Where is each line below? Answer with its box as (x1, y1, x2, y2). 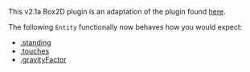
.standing (19, 38, 51, 47)
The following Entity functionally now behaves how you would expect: (8, 22, 243, 31)
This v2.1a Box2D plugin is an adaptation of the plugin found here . (8, 7, 227, 16)
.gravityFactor (19, 55, 67, 64)
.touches (19, 46, 50, 55)
